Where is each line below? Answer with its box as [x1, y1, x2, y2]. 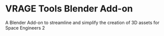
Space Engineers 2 [5, 24, 45, 30]
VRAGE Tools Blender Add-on [5, 3, 133, 14]
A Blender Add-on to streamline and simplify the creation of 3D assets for [5, 19, 159, 25]
